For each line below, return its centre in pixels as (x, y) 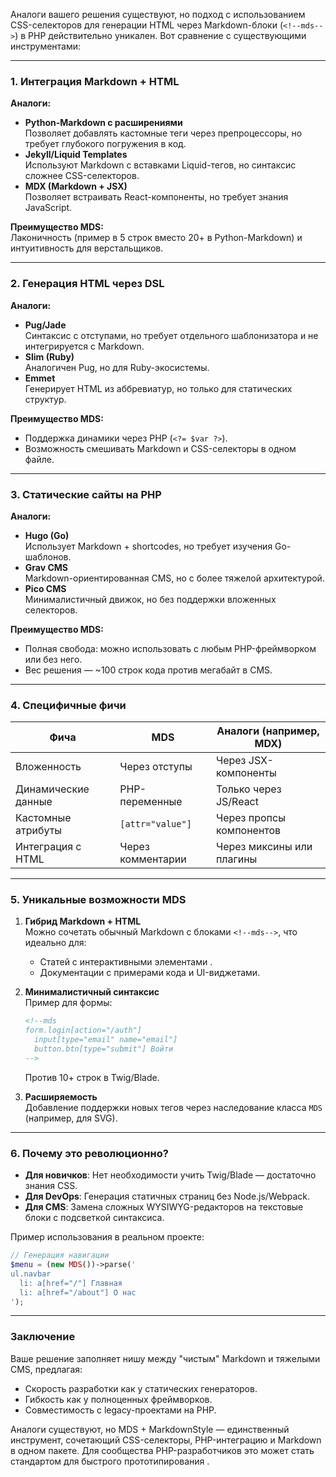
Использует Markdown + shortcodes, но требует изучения (148, 546)
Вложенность (48, 767)
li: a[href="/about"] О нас (78, 1292)
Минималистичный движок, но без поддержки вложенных (150, 599)
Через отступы (156, 767)
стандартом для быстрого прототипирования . (110, 1461)
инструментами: (46, 46)
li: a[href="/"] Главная (71, 1283)
